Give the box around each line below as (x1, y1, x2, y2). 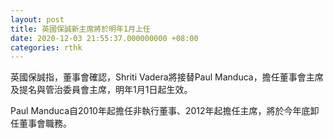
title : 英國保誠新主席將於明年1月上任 (10, 24, 151, 34)
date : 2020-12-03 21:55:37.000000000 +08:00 (10, 33, 199, 43)
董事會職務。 (18, 117, 72, 130)
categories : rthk (10, 42, 83, 53)
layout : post (10, 14, 65, 25)
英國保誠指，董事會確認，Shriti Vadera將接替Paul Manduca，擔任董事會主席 (10, 71, 324, 83)
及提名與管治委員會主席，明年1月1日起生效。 (10, 84, 193, 96)
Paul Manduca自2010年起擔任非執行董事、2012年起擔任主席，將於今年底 (10, 105, 311, 117)
